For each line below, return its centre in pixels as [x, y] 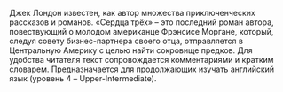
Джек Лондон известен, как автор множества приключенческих [132, 13]
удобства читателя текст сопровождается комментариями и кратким [141, 60]
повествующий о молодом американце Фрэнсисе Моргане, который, [141, 31]
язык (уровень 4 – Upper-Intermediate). [83, 78]
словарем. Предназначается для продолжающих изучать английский [142, 69]
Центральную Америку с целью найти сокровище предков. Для [131, 50]
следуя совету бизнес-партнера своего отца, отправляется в [126, 41]
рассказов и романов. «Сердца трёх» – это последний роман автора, [141, 22]
